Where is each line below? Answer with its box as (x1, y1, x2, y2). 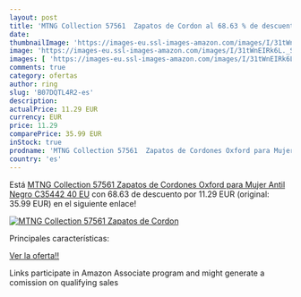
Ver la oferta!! (9, 250, 60, 260)
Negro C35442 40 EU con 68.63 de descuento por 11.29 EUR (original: (9, 189, 271, 199)
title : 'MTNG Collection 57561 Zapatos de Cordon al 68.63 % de (9, 21, 258, 30)
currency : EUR (9, 113, 63, 122)
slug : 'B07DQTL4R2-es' (9, 88, 94, 97)
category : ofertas (9, 72, 78, 81)
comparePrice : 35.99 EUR (9, 130, 102, 139)
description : (9, 96, 58, 106)
